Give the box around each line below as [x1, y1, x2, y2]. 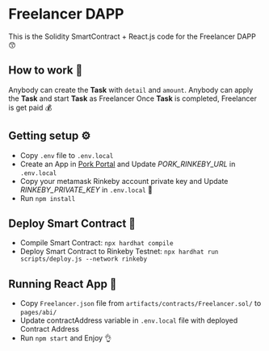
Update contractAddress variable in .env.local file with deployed [19, 315, 238, 325]
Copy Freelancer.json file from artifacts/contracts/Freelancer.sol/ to [19, 299, 262, 308]
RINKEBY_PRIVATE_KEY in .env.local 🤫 [19, 185, 153, 194]
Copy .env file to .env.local [19, 150, 114, 160]
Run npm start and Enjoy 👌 [19, 333, 112, 343]
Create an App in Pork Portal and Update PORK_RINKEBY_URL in [19, 159, 236, 169]
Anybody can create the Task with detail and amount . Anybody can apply [8, 85, 254, 94]
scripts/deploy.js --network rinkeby [19, 255, 148, 263]
